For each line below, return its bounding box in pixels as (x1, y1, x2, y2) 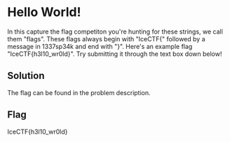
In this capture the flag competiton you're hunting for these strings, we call (7, 27, 223, 36)
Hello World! (7, 4, 81, 20)
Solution (7, 70, 45, 82)
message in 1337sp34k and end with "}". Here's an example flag (7, 42, 193, 50)
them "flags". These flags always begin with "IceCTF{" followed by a (7, 34, 205, 43)
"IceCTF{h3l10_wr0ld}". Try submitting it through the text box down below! (7, 50, 222, 58)
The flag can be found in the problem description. (7, 88, 151, 97)
